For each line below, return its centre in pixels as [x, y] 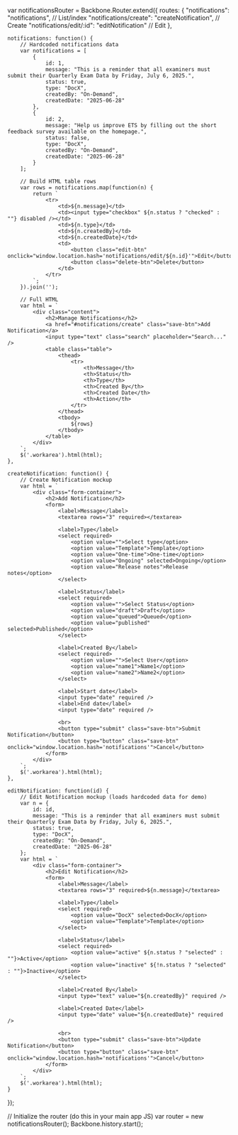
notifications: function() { [50, 38]
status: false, [68, 138]
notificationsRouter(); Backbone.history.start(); [75, 1124]
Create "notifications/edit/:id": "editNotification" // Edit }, [90, 25]
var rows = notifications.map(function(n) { [87, 188]
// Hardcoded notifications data [69, 45]
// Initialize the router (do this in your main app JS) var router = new [106, 1116]
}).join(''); [39, 287]
